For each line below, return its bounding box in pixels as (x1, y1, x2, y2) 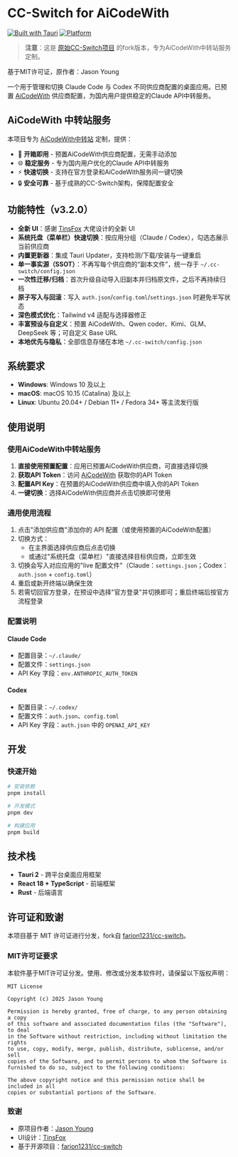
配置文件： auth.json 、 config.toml (17, 711, 119, 720)
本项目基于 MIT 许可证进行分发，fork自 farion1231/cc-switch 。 (7, 932, 190, 940)
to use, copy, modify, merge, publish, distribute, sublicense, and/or (7, 1045, 224, 1052)
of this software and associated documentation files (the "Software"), (7, 1020, 227, 1027)
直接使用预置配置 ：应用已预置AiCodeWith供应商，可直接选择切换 (17, 462, 208, 470)
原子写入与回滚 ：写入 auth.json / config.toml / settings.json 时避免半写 (17, 292, 225, 301)
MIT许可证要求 (7, 951, 58, 961)
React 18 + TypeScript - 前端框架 (17, 879, 116, 888)
